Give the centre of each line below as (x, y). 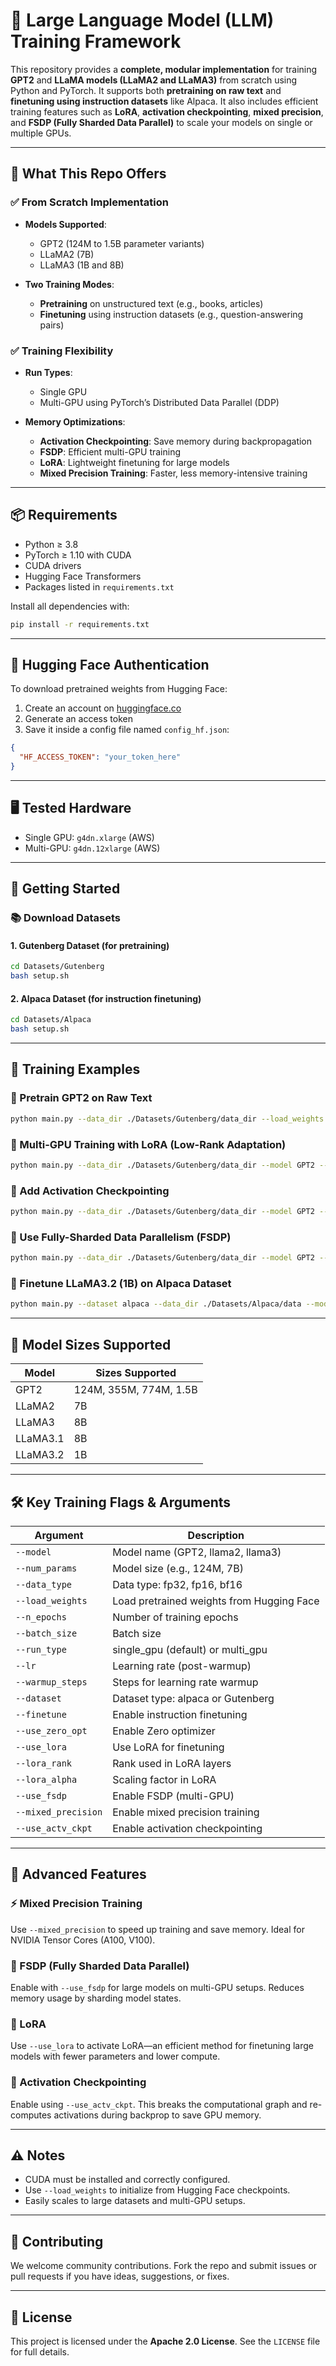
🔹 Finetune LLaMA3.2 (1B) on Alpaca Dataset (121, 1284)
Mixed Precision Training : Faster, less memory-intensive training (173, 473)
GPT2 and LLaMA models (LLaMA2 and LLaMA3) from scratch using (154, 80)
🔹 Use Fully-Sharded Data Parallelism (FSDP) (121, 1237)
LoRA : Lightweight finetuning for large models (134, 462)
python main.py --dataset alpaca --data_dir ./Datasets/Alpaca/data (156, 1304)
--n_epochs (41, 1617)
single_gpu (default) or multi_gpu (190, 1649)
